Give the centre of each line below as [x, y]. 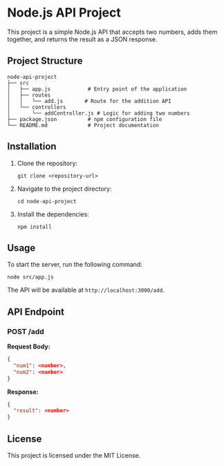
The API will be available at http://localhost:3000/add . [86, 290]
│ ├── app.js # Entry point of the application [97, 89]
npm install [34, 227]
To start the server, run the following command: [75, 265]
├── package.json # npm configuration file [85, 119]
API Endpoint [36, 311]
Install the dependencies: [53, 214]
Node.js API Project [64, 13]
